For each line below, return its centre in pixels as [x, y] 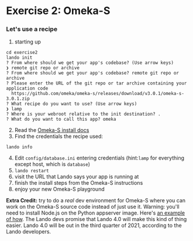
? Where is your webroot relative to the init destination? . [83, 114]
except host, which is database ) [52, 164]
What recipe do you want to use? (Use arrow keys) [74, 104]
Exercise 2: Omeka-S [58, 11]
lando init [19, 58]
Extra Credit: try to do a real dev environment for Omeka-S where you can [96, 201]
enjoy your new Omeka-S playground [59, 189]
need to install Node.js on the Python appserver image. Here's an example [96, 213]
